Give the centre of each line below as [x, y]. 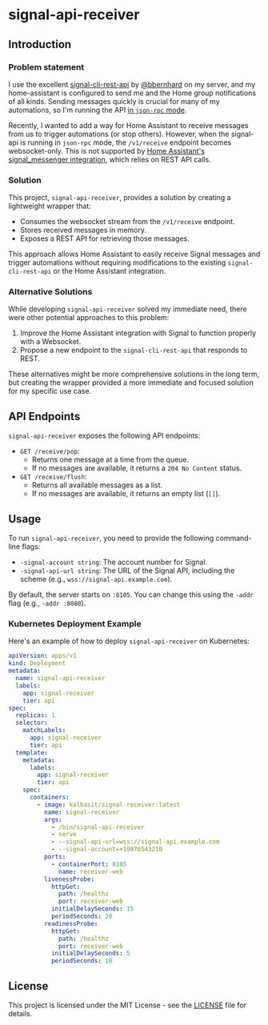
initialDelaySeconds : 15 [92, 909]
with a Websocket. [50, 342]
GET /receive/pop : [50, 451]
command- [234, 539]
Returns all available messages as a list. [97, 485]
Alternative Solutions [50, 292]
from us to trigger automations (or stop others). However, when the [119, 134]
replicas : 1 [36, 715]
